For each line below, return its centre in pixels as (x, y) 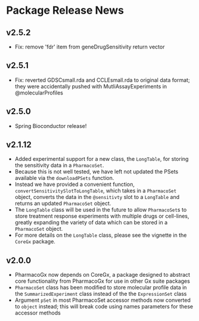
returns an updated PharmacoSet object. (63, 203)
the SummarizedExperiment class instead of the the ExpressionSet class (101, 294)
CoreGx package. (35, 241)
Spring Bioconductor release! (51, 126)
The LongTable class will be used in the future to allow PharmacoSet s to (101, 210)
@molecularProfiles (39, 93)
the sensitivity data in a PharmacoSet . (59, 166)
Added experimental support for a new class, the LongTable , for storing (102, 159)
